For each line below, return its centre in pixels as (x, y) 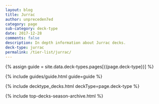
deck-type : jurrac (25, 47)
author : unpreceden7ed (29, 19)
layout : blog (19, 10)
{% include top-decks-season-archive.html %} (54, 96)
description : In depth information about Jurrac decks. (66, 43)
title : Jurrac (20, 15)
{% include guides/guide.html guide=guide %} (54, 76)
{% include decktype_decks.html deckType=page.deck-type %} (72, 86)
